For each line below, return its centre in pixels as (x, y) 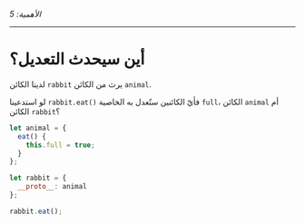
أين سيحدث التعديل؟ (77, 59)
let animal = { (38, 128)
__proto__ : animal (53, 187)
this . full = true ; (60, 145)
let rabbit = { (38, 178)
